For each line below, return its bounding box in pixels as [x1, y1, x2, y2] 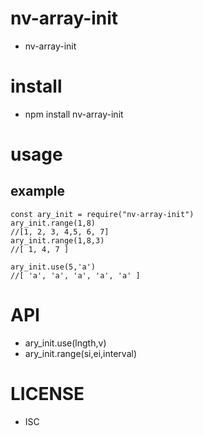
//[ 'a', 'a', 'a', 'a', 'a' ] [10, 270, 141, 281]
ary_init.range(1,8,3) [10, 235, 105, 246]
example [10, 183, 66, 200]
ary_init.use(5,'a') [10, 262, 97, 272]
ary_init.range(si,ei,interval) [24, 347, 138, 359]
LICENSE [10, 383, 85, 405]
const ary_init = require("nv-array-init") [10, 209, 195, 219]
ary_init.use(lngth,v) [24, 337, 107, 349]
